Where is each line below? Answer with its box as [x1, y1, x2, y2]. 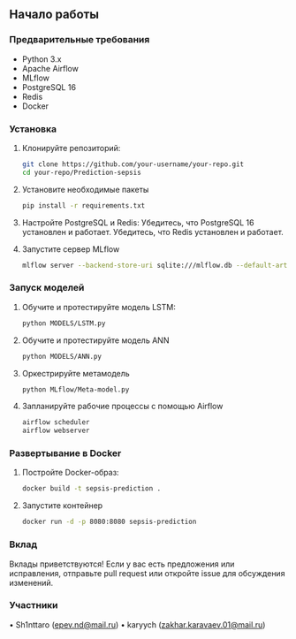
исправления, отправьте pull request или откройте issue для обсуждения [9, 567, 285, 578]
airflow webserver [21, 426, 90, 436]
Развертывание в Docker [9, 447, 122, 460]
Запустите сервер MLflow [21, 243, 120, 255]
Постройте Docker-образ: [21, 468, 119, 478]
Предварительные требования [9, 34, 150, 46]
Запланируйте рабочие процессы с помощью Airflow [21, 401, 224, 412]
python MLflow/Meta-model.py [21, 384, 130, 394]
